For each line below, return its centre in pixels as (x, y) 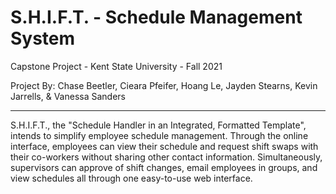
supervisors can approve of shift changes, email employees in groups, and (164, 167)
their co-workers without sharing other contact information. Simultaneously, (166, 157)
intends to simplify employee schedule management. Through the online (159, 135)
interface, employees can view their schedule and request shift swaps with (164, 146)
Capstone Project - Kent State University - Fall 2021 (116, 66)
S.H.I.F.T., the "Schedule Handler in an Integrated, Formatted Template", (158, 125)
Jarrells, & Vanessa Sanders (68, 96)
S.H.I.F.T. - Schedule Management (156, 17)
